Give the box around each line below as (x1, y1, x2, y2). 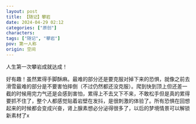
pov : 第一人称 (6, 41, 37, 47)
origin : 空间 (6, 47, 36, 52)
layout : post (6, 8, 38, 15)
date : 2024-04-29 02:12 (6, 19, 64, 25)
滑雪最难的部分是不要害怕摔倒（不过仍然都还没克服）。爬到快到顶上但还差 (6, 83, 183, 90)
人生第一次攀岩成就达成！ (6, 63, 68, 70)
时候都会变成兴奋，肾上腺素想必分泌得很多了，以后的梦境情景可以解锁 (21, 104, 190, 111)
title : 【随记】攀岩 (6, 14, 51, 20)
